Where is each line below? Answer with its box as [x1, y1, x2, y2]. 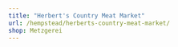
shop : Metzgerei [8, 26, 63, 34]
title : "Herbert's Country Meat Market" [8, 11, 146, 20]
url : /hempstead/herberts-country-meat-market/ [8, 19, 171, 27]
